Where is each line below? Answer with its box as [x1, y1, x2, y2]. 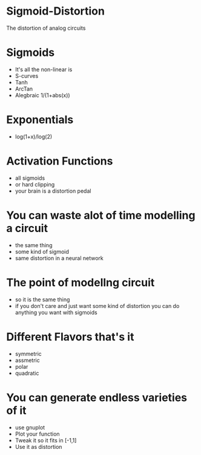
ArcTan [15, 85, 33, 92]
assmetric [15, 357, 41, 364]
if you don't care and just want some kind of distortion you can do [15, 302, 180, 309]
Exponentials [6, 113, 74, 127]
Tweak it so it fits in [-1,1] [15, 436, 77, 444]
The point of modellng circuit [6, 275, 155, 289]
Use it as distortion [15, 443, 62, 450]
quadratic [15, 369, 39, 377]
